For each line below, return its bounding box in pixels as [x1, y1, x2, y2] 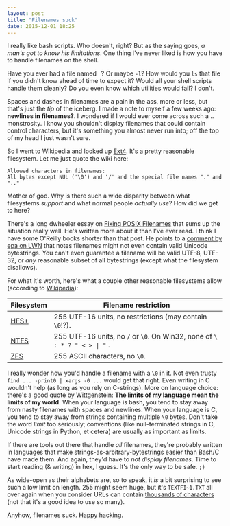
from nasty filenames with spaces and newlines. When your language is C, [7, 406, 218, 414]
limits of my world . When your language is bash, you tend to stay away [7, 398, 209, 407]
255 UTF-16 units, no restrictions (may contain [53, 312, 207, 321]
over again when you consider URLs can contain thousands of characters [7, 490, 214, 499]
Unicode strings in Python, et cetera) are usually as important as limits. [7, 427, 207, 436]
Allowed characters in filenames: [7, 168, 106, 175]
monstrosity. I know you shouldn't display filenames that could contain [7, 119, 206, 128]
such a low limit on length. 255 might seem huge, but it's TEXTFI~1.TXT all [7, 483, 214, 492]
